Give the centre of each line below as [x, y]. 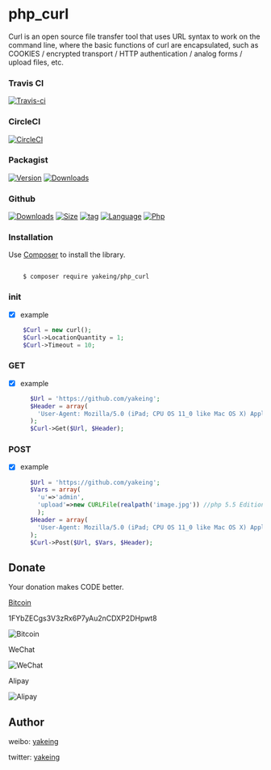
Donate [27, 568]
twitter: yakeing [34, 757]
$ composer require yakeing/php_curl [86, 277]
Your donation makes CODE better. [66, 587]
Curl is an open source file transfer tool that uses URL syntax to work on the [134, 36]
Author [26, 722]
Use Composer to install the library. [67, 255]
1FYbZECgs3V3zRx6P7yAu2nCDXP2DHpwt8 [83, 618]
